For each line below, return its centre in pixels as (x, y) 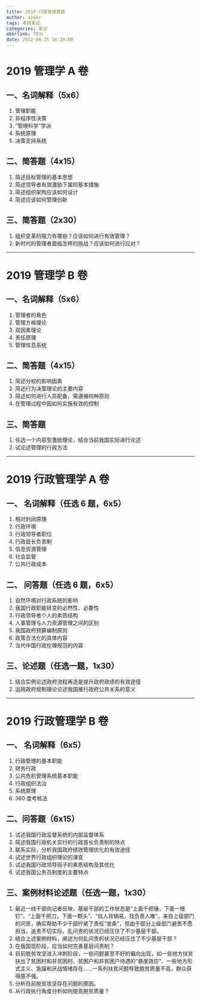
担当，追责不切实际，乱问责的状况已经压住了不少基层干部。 (88, 931)
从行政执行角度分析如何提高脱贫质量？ (62, 991)
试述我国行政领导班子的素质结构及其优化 (65, 864)
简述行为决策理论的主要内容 (49, 389)
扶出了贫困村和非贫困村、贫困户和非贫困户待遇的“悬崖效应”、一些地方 (101, 961)
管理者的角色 (31, 315)
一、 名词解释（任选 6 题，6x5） (66, 504)
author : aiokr (24, 17)
